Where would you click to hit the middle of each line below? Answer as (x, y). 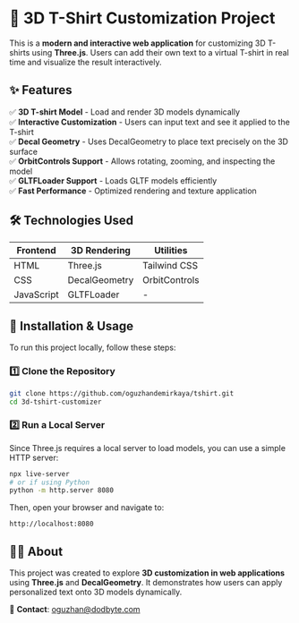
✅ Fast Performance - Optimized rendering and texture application (133, 191)
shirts (20, 52)
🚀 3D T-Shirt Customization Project (142, 18)
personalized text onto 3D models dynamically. (96, 592)
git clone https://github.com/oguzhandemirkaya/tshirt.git (122, 393)
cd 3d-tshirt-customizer (56, 402)
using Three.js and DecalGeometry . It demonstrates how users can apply (146, 583)
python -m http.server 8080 (62, 491)
